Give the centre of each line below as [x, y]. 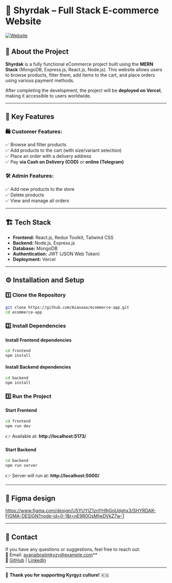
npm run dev [18, 426]
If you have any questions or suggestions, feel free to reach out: [73, 549]
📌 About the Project [37, 52]
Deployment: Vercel [34, 259]
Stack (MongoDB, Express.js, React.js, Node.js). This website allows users [84, 69]
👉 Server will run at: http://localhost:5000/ [52, 475]
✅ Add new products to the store [40, 189]
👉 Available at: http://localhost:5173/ [46, 436]
